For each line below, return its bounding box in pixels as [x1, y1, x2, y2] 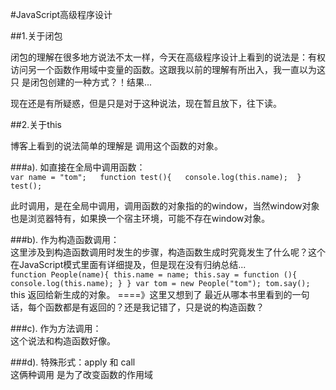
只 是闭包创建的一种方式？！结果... [10, 76, 153, 88]
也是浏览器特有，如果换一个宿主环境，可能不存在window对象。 [10, 213, 271, 224]
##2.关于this [10, 119, 62, 130]
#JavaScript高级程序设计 [10, 9, 113, 20]
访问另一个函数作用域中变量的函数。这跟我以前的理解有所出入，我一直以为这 [10, 64, 326, 75]
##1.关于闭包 [10, 30, 63, 42]
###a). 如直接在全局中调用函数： [10, 161, 146, 173]
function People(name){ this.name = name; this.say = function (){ [10, 270, 298, 280]
